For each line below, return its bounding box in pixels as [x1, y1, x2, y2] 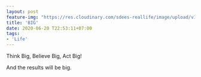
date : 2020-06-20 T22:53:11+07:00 [6, 25, 93, 31]
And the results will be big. [6, 64, 72, 71]
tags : [6, 31, 20, 37]
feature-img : [6, 14, 39, 20]
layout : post [6, 8, 39, 15]
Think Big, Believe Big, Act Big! [6, 53, 82, 59]
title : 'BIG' [6, 20, 39, 25]
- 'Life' [6, 36, 28, 42]
